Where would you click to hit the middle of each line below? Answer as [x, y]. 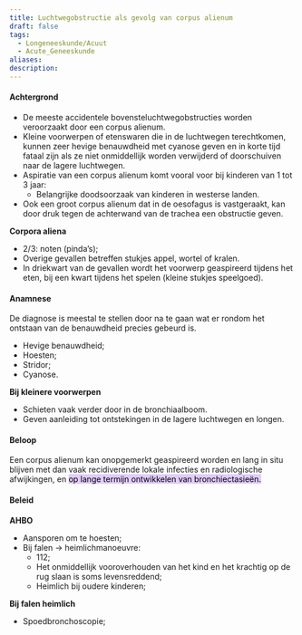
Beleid [22, 500]
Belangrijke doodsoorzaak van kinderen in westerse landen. [148, 195]
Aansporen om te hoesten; [72, 538]
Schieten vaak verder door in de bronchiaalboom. [115, 409]
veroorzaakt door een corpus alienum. [94, 127]
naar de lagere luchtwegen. [73, 166]
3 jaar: [34, 185]
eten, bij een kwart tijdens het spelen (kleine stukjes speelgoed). [143, 278]
